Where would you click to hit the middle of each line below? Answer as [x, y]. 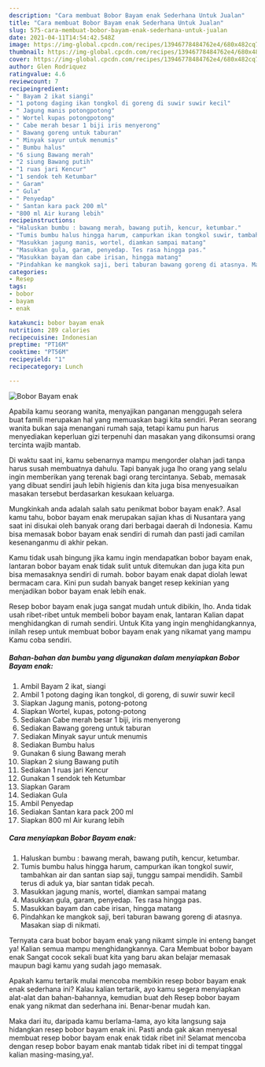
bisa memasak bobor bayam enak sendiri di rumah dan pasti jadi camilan [127, 533]
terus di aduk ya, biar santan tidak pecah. [87, 883]
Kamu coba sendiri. [40, 640]
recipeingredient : [39, 89]
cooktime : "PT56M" [39, 352]
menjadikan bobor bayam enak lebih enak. [77, 591]
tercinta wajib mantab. [45, 444]
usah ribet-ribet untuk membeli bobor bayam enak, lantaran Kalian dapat [127, 615]
